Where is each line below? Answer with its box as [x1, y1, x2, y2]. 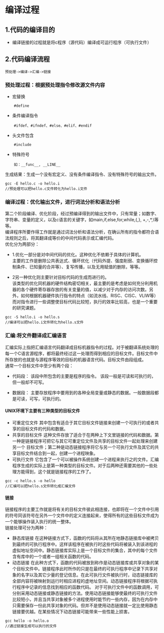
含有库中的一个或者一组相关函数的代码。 [12, 554, 94, 560]
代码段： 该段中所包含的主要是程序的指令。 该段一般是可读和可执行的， [12, 373, 156, 379]
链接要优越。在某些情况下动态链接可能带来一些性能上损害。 [12, 609, 132, 615]
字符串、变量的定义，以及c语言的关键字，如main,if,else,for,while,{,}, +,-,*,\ [5, 217, 155, 223]
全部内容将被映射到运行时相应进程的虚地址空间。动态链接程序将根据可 [12, 578, 154, 584]
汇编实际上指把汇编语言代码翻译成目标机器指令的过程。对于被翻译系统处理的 [5, 344, 159, 350]
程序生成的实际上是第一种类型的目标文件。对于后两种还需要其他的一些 [12, 463, 154, 468]
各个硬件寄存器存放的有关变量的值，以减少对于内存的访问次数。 [20, 287, 149, 292]
